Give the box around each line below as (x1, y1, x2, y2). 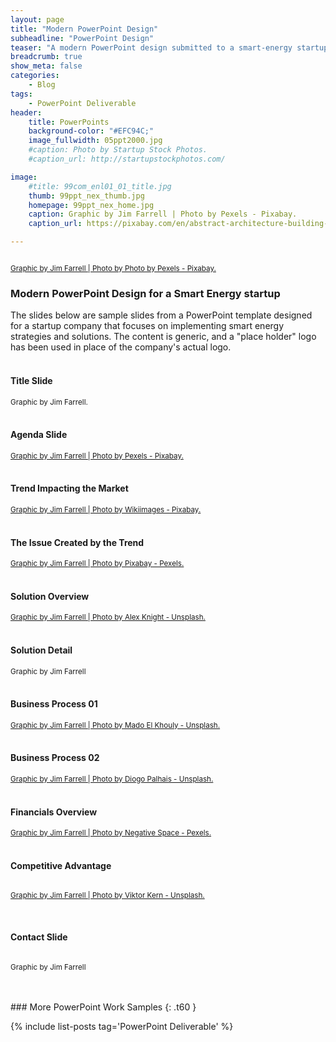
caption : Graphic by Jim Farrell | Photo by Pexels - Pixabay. (28, 209, 298, 220)
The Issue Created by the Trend (10, 536, 145, 548)
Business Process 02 (10, 752, 100, 764)
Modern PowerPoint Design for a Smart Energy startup (10, 286, 281, 300)
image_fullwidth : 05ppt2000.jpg (28, 136, 163, 146)
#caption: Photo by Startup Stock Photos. (28, 145, 208, 155)
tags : (10, 89, 33, 99)
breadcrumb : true (10, 52, 83, 62)
